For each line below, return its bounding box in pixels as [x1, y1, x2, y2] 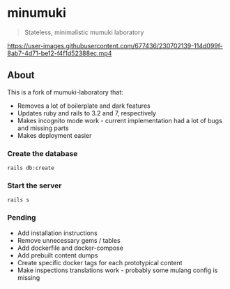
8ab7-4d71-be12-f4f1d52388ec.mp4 [7, 49, 112, 57]
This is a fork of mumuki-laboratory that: [7, 87, 123, 96]
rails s [7, 197, 30, 204]
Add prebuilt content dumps [17, 251, 98, 260]
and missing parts [17, 124, 69, 132]
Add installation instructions [17, 229, 98, 237]
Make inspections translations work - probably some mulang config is [17, 266, 218, 274]
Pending [7, 213, 36, 223]
